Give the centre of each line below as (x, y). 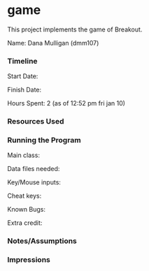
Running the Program (44, 140)
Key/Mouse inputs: (34, 182)
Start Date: (23, 76)
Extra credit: (25, 223)
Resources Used (36, 122)
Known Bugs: (26, 210)
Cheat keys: (24, 196)
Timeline (22, 61)
